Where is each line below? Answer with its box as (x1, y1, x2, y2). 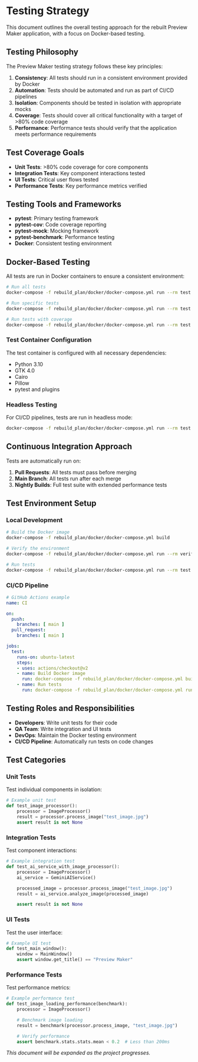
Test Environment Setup (6, 499, 97, 509)
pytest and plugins (14, 385, 60, 393)
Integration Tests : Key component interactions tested (14, 169, 146, 176)
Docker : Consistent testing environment (14, 240, 112, 247)
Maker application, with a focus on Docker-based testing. (6, 29, 146, 37)
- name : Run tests (16, 681, 62, 688)
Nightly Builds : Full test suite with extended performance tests (14, 481, 167, 488)
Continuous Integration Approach (6, 441, 133, 452)
